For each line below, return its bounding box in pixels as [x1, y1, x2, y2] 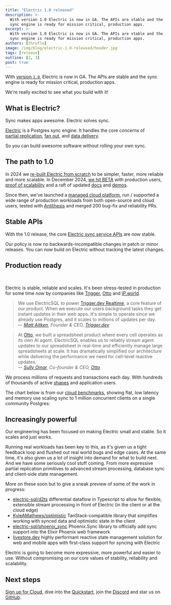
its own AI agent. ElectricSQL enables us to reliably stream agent [17, 337, 154, 343]
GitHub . [5, 594, 21, 600]
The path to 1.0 [5, 157, 54, 166]
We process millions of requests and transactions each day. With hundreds [5, 374, 163, 380]
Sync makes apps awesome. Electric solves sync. [5, 118, 110, 124]
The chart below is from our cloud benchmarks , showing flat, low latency [5, 389, 159, 395]
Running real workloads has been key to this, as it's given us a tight [5, 444, 147, 450]
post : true [5, 60, 29, 65]
